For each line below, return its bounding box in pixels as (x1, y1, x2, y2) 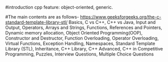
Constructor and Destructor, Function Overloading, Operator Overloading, (5, 35, 159, 41)
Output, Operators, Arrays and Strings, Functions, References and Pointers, (5, 24, 162, 30)
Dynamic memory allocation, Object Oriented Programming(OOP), (5, 30, 143, 35)
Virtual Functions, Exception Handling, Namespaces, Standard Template (5, 40, 155, 46)
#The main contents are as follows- (5, 14, 79, 19)
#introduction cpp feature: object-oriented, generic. (5, 4, 113, 10)
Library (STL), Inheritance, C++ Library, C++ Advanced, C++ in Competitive (5, 46, 163, 51)
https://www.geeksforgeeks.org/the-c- (80, 14, 161, 19)
